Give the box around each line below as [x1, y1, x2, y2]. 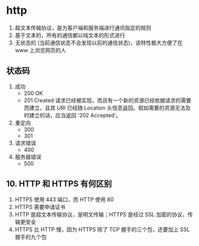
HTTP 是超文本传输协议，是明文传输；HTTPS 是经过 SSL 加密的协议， [14, 211, 188, 218]
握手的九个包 [14, 233, 47, 240]
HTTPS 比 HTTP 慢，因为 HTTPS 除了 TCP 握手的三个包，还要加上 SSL [14, 226, 190, 233]
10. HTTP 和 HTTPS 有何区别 [6, 179, 112, 189]
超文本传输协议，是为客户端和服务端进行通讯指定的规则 [14, 24, 151, 31]
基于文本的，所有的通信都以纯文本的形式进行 [14, 31, 125, 39]
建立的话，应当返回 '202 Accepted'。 [29, 111, 121, 119]
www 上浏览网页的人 [14, 46, 67, 54]
